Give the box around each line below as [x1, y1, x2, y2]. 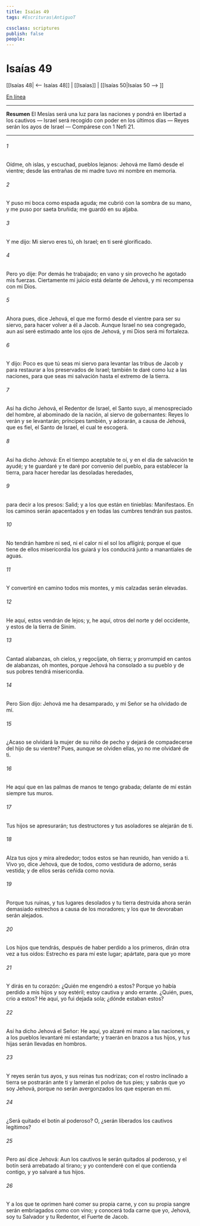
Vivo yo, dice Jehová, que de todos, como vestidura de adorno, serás [6, 860, 177, 868]
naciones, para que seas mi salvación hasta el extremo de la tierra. [6, 373, 170, 380]
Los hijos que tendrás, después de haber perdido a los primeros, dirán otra [6, 944, 190, 951]
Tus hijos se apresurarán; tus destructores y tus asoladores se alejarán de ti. [6, 822, 193, 829]
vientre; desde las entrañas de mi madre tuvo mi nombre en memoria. [6, 167, 177, 174]
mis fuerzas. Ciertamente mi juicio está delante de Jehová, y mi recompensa [6, 276, 194, 284]
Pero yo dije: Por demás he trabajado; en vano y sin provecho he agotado [6, 270, 186, 277]
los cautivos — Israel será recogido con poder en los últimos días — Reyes [6, 117, 189, 124]
